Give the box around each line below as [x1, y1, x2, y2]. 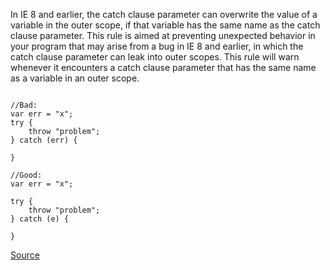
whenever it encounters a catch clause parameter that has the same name [10, 62, 317, 73]
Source [10, 249, 40, 261]
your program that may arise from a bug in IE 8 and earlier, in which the [10, 40, 304, 52]
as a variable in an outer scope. [10, 72, 140, 84]
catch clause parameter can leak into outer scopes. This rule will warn [10, 51, 300, 63]
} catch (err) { [10, 135, 78, 145]
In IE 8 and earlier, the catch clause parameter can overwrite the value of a [10, 9, 318, 20]
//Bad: [10, 100, 38, 110]
